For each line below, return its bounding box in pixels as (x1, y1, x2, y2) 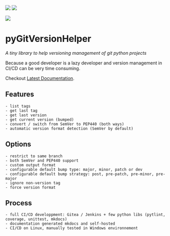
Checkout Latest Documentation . (5, 75, 75, 81)
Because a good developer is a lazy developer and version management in (5, 59, 162, 66)
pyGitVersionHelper (5, 33, 91, 45)
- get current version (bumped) (5, 117, 74, 122)
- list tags (5, 103, 31, 109)
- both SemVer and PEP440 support (5, 158, 79, 163)
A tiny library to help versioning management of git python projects (5, 50, 147, 56)
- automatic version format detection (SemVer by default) (5, 126, 134, 131)
